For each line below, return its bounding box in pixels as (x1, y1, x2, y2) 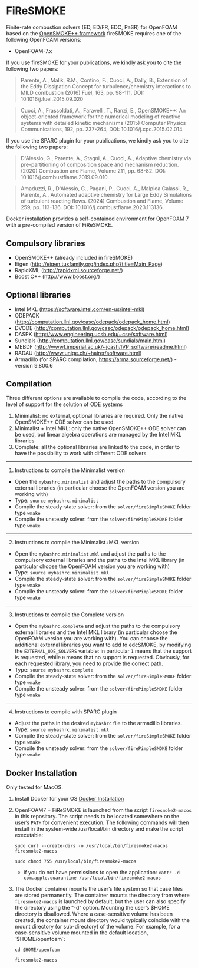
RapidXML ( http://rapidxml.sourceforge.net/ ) (14, 266, 123, 273)
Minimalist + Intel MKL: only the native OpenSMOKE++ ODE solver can (14, 425, 187, 432)
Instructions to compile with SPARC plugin (14, 708, 117, 715)
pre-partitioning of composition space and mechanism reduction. (20, 161, 179, 168)
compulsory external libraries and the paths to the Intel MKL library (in (14, 557, 185, 564)
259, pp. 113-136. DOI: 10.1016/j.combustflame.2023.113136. (20, 203, 164, 210)
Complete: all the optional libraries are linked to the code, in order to (14, 444, 180, 451)
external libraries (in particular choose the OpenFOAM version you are (14, 484, 185, 491)
